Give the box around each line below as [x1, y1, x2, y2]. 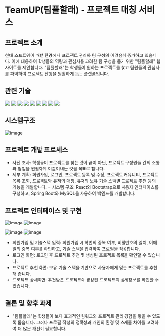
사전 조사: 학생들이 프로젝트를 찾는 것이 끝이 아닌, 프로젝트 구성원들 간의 [12, 160, 151, 166]
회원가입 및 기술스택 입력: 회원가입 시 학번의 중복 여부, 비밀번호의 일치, [12, 240, 148, 246]
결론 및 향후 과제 [5, 299, 52, 307]
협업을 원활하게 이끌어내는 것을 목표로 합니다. [17, 166, 105, 171]
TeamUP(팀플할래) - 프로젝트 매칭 [5, 4, 137, 16]
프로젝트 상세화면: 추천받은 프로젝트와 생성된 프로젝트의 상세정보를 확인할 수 [12, 277, 159, 283]
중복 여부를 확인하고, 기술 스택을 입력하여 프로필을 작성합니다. [21, 246, 140, 252]
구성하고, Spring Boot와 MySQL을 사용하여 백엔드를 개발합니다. [12, 190, 136, 196]
